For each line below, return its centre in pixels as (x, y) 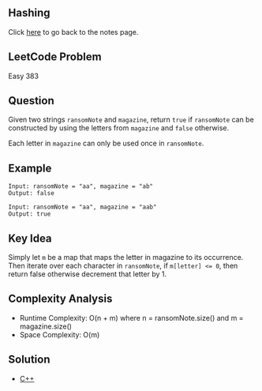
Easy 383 (24, 76)
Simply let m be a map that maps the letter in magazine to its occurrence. (126, 258)
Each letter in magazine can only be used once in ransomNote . (106, 143)
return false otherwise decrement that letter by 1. (88, 274)
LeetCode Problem (55, 57)
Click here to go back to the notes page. (73, 32)
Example (30, 168)
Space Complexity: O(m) (60, 334)
